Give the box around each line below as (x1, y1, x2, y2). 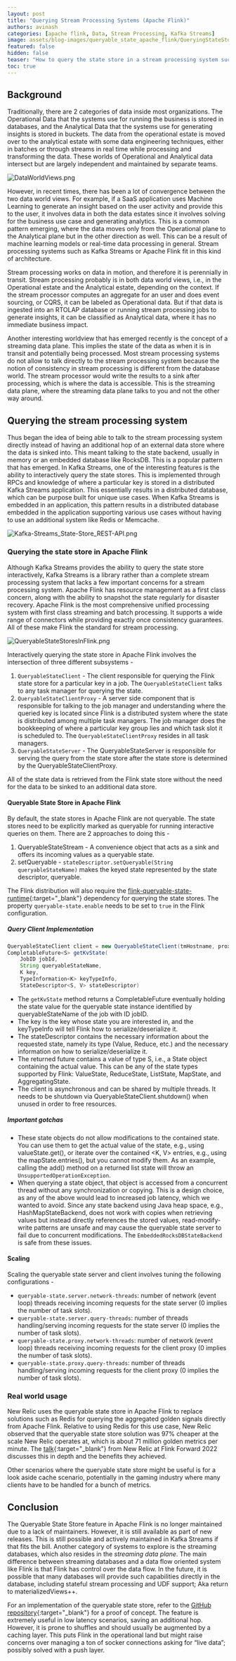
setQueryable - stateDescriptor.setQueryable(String (17, 858, 173, 866)
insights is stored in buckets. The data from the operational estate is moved (7, 130, 225, 138)
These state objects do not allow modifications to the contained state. (17, 1133, 220, 1142)
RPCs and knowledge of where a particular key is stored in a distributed (7, 478, 215, 487)
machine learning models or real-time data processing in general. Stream (7, 240, 219, 248)
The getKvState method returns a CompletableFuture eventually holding (17, 994, 225, 1003)
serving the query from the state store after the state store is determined (17, 753, 228, 762)
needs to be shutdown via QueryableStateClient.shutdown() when (17, 1092, 209, 1100)
